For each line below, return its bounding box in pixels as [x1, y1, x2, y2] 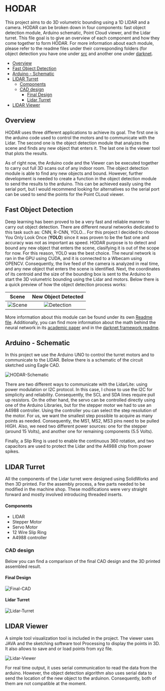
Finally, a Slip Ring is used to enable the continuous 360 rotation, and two [5, 438, 154, 444]
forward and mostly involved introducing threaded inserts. [5, 492, 123, 497]
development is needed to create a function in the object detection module [5, 175, 157, 181]
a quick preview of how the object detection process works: [5, 281, 127, 287]
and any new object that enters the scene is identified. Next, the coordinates [5, 265, 160, 271]
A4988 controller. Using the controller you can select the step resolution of [5, 407, 157, 414]
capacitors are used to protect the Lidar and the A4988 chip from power [5, 443, 152, 449]
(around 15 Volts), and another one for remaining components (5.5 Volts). [5, 428, 154, 434]
